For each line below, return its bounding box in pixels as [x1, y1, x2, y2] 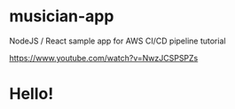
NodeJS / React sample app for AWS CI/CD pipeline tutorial [9, 35, 226, 46]
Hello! [9, 84, 54, 104]
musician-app [9, 6, 114, 27]
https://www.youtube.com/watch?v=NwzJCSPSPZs [9, 52, 199, 63]
